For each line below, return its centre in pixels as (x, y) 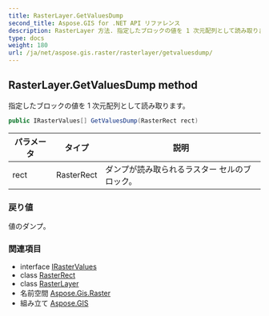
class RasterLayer (49, 284)
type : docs (26, 38)
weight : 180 (28, 46)
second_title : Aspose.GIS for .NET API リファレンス (94, 23)
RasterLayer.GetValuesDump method (103, 85)
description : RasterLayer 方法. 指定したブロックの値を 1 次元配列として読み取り (133, 30)
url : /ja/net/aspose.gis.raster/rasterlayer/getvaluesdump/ (111, 53)
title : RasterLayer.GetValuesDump (66, 16)
